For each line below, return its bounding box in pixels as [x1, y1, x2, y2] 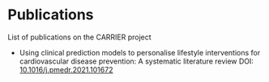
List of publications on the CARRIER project [7, 32, 152, 42]
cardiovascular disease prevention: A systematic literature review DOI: [19, 56, 254, 66]
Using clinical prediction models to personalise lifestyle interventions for [19, 47, 261, 57]
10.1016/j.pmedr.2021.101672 [19, 64, 113, 74]
